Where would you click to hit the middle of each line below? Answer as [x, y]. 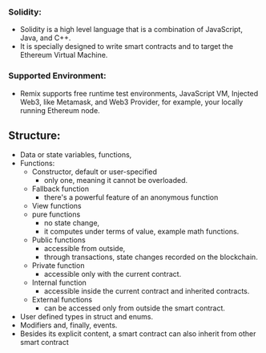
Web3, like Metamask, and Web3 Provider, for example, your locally [131, 102]
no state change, [72, 223]
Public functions [58, 240]
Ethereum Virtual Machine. [64, 55]
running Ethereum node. [60, 110]
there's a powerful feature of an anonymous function [131, 197]
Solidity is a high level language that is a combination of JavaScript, [131, 30]
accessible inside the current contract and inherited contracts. [147, 291]
